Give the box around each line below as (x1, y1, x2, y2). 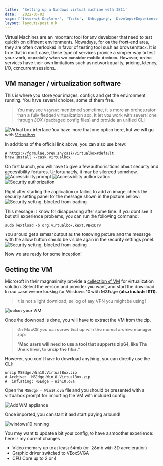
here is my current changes (5, 435, 60, 441)
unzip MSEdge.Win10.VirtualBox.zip (5, 370, 77, 375)
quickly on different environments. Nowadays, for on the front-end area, (5, 39, 150, 45)
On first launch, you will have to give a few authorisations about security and (5, 164, 159, 170)
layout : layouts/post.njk (5, 20, 57, 26)
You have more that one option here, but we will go (52, 127, 154, 133)
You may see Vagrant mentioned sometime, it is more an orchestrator (17, 107, 156, 113)
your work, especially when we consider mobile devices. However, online (5, 55, 152, 61)
